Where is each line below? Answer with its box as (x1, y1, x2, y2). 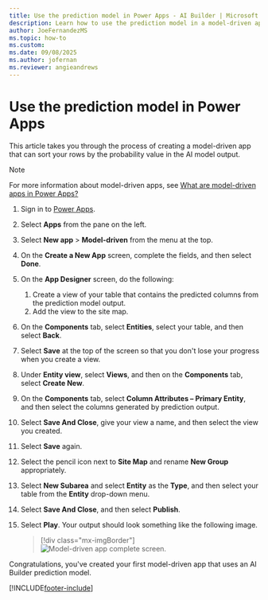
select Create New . (20, 378, 85, 388)
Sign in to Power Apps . (20, 204, 96, 213)
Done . (20, 259, 41, 268)
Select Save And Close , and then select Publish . (20, 505, 181, 514)
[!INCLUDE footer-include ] (9, 582, 94, 593)
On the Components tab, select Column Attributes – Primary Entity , (20, 393, 246, 403)
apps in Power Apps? (9, 189, 79, 198)
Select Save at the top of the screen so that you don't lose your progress (20, 345, 260, 355)
